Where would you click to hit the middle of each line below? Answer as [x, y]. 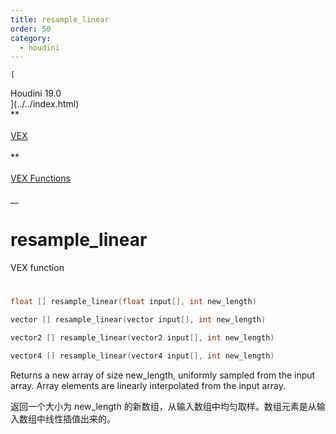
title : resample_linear [60, 19]
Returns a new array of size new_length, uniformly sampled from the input [163, 375]
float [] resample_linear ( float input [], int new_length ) [133, 302]
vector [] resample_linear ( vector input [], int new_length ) [138, 320]
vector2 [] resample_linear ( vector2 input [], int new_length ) [142, 338]
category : [31, 38]
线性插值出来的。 [80, 418]
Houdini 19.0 [36, 93]
